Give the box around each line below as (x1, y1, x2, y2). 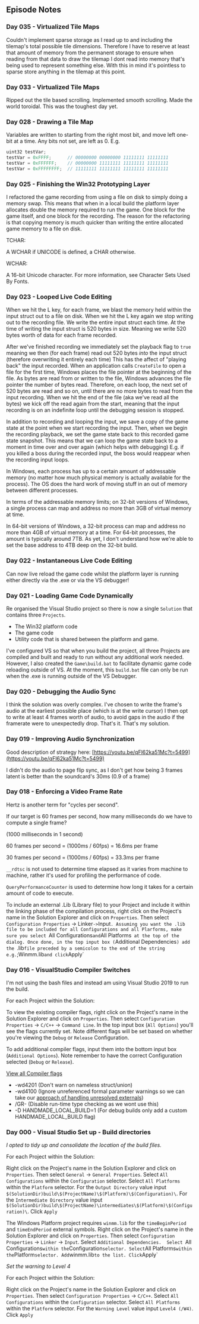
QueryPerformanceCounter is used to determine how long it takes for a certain (6, 883, 193, 890)
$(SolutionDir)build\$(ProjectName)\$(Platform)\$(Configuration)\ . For (6, 1190, 188, 1197)
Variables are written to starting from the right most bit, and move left (6, 131, 176, 138)
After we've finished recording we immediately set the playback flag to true (6, 343, 191, 350)
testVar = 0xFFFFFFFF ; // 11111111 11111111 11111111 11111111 (6, 165, 169, 172)
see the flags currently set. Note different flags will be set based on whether (6, 1028, 193, 1035)
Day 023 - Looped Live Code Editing (6, 292, 112, 301)
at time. (6, 511, 25, 518)
